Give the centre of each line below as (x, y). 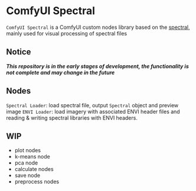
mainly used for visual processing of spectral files (67, 33)
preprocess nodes (37, 182)
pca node (26, 163)
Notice (19, 52)
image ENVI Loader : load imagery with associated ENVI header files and (93, 111)
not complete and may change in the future (61, 73)
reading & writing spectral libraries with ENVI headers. (72, 118)
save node (27, 176)
